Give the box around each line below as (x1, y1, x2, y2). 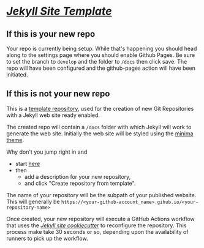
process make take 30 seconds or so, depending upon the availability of (6, 228, 189, 235)
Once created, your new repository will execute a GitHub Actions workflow (6, 215, 195, 222)
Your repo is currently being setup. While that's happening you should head (6, 45, 197, 52)
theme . (6, 136, 25, 143)
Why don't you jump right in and (6, 148, 88, 156)
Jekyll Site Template (6, 4, 112, 18)
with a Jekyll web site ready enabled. (6, 111, 100, 119)
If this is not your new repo (6, 89, 110, 99)
